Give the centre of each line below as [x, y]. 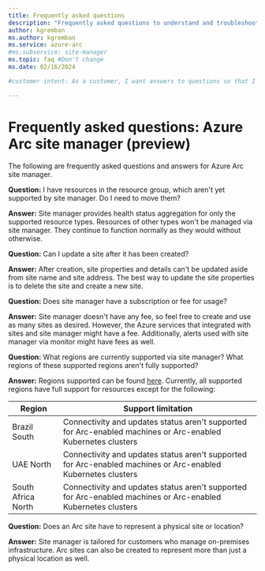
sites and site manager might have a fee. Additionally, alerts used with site [129, 333]
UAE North [32, 464]
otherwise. [26, 239]
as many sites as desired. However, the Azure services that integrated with [129, 325]
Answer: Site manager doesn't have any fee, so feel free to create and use [130, 316]
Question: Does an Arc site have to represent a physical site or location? [126, 526]
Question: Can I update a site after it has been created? [99, 254]
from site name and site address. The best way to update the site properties [131, 277]
